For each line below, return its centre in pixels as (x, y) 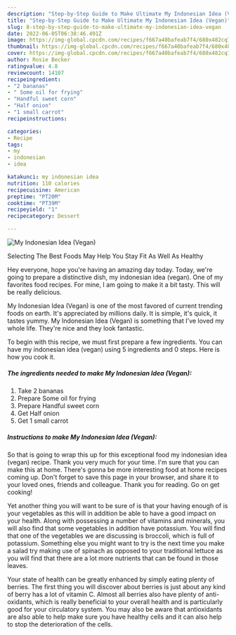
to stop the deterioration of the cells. (60, 624)
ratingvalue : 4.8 (33, 66)
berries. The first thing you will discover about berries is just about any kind (117, 586)
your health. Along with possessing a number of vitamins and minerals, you (116, 520)
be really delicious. (34, 292)
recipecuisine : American (44, 190)
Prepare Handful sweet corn (58, 405)
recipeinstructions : (38, 118)
